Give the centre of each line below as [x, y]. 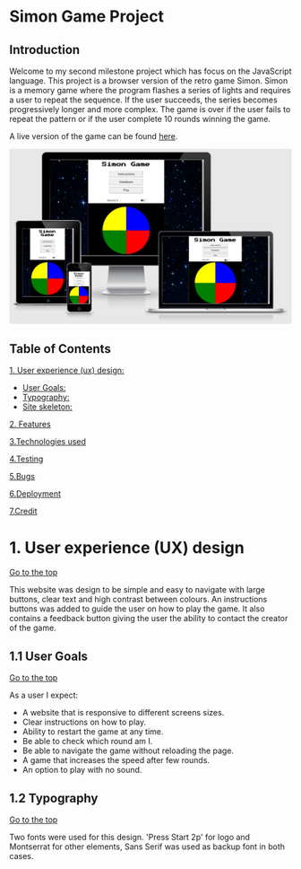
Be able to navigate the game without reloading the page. [128, 750]
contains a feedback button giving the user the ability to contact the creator [149, 619]
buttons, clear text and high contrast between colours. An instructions [138, 600]
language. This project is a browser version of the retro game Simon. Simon [149, 81]
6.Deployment [35, 494]
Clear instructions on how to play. [84, 722]
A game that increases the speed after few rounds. [116, 760]
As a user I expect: [44, 695]
